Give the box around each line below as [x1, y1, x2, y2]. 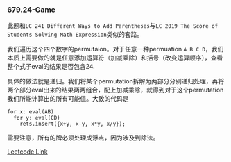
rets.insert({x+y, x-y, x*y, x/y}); [19, 120, 126, 128]
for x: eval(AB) [7, 108, 54, 115]
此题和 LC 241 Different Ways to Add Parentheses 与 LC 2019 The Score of [7, 22, 219, 30]
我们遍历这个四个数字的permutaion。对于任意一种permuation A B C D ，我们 [7, 45, 224, 54]
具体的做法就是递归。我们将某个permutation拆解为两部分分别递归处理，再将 [7, 77, 224, 86]
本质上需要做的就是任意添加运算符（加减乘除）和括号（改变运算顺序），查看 [7, 54, 223, 62]
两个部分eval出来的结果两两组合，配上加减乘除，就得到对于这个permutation [7, 86, 224, 95]
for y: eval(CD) [13, 115, 60, 122]
